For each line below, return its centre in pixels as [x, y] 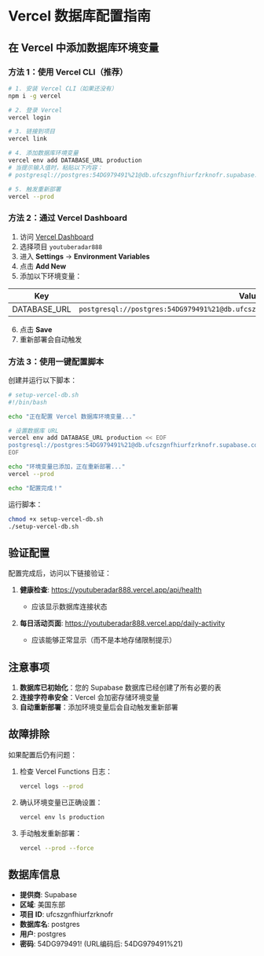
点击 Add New [43, 266]
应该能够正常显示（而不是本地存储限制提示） [104, 640]
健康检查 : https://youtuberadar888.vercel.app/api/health [110, 590]
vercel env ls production [62, 817]
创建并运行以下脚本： [42, 380]
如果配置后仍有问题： [42, 754]
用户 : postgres [43, 934]
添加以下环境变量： [51, 276]
